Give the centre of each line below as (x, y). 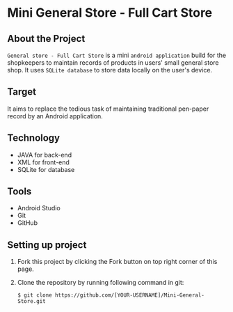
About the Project (46, 39)
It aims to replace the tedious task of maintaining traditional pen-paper (108, 109)
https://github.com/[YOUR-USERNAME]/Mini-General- (130, 295)
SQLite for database (46, 169)
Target (22, 92)
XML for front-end (43, 162)
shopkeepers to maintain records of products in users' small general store (113, 63)
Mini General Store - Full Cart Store (110, 13)
